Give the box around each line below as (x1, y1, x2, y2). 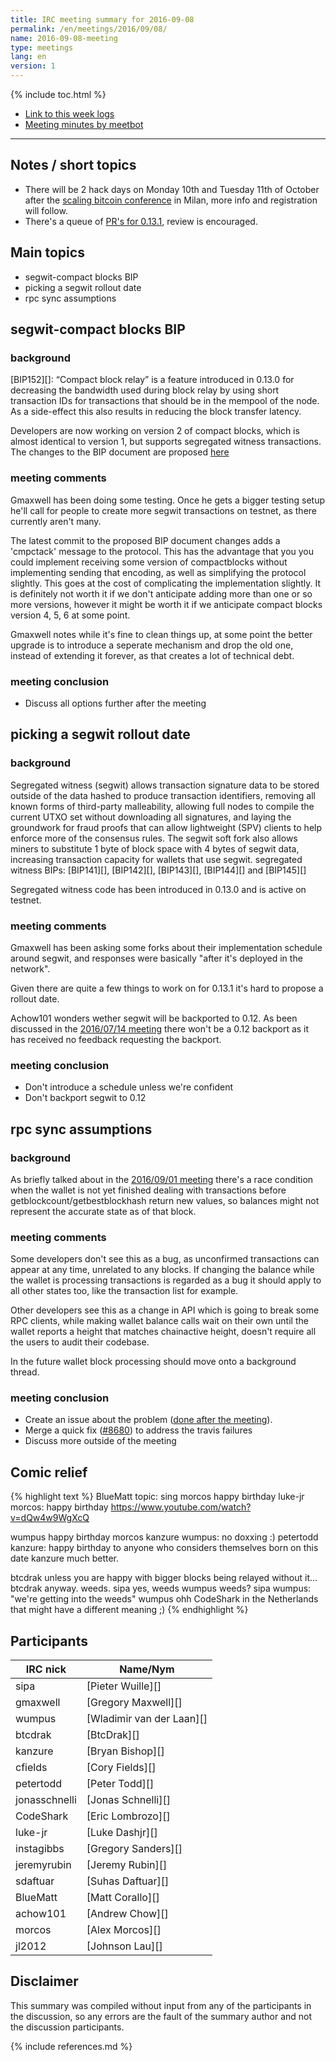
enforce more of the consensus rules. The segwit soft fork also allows (10, 832, 298, 844)
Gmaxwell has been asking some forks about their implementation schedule (10, 941, 323, 953)
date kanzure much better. (10, 1552, 120, 1565)
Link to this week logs (24, 108, 115, 120)
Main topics (10, 244, 85, 261)
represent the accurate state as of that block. (10, 1205, 197, 1217)
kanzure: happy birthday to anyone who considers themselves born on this (10, 1542, 319, 1554)
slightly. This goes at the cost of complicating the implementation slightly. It (10, 577, 322, 589)
